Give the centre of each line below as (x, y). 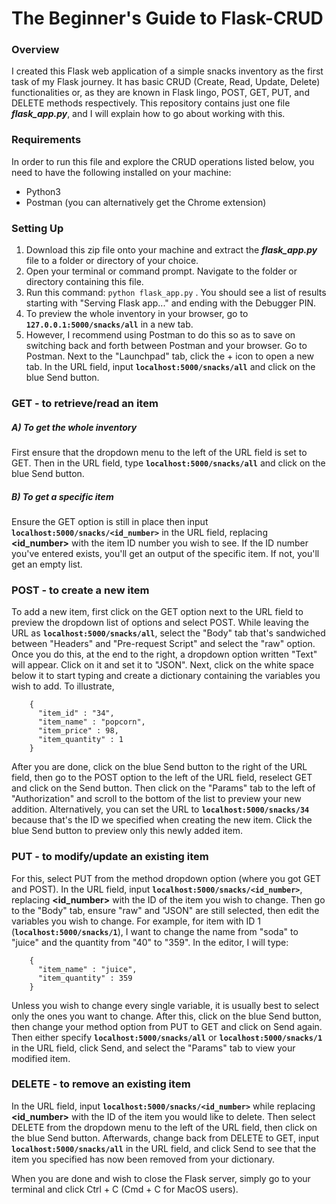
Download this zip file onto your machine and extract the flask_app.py (171, 250)
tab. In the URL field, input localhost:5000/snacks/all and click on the (170, 367)
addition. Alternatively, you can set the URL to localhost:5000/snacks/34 (160, 809)
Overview (35, 50)
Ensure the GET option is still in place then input (110, 521)
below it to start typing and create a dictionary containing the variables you (166, 676)
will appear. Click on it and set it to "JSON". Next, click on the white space (163, 665)
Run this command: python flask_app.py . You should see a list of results (176, 293)
